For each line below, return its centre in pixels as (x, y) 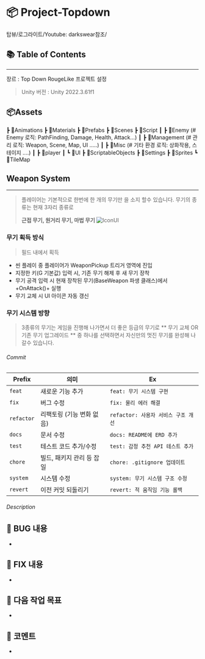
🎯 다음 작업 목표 (34, 600)
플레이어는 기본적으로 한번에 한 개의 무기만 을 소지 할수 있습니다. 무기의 (106, 200)
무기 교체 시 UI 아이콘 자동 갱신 (52, 296)
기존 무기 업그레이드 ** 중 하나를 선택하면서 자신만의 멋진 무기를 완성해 (105, 335)
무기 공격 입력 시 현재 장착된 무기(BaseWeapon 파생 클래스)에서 (91, 280)
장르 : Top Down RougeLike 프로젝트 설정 (56, 79)
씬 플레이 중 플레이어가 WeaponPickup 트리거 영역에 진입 (84, 265)
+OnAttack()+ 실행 (38, 288)
